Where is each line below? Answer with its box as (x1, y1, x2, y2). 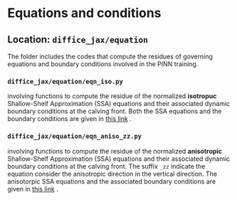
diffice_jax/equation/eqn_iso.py (7, 77, 123, 85)
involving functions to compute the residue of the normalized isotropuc (7, 92, 217, 100)
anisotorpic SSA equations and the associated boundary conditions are (7, 177, 216, 186)
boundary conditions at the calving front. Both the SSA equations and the (7, 107, 222, 115)
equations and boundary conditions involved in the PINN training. (7, 60, 199, 68)
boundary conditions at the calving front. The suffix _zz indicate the (7, 162, 206, 170)
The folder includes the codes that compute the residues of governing (7, 52, 214, 60)
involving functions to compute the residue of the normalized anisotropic (7, 147, 223, 155)
